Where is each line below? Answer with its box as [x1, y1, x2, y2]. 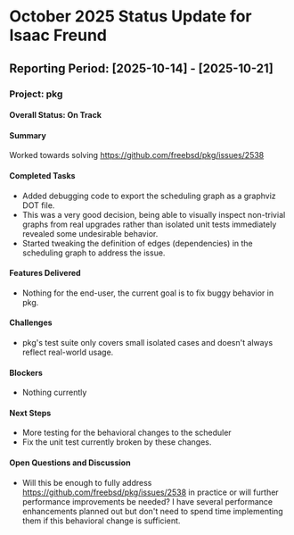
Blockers [9, 367, 43, 378]
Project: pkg [9, 88, 63, 100]
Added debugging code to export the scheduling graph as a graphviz [21, 190, 276, 201]
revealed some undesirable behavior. [21, 228, 159, 238]
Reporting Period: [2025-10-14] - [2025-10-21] [9, 61, 274, 76]
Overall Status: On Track [9, 110, 102, 121]
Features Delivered [9, 268, 82, 279]
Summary [9, 130, 46, 140]
